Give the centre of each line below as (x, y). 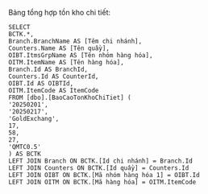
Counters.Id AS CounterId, (54, 76)
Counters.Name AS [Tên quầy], (59, 48)
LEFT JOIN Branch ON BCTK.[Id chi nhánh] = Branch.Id (101, 161)
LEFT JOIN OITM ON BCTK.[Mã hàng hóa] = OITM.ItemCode (102, 182)
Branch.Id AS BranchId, (48, 69)
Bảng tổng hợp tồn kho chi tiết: (60, 12)
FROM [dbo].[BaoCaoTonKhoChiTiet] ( (70, 97)
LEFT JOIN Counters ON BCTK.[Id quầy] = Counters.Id (99, 168)
